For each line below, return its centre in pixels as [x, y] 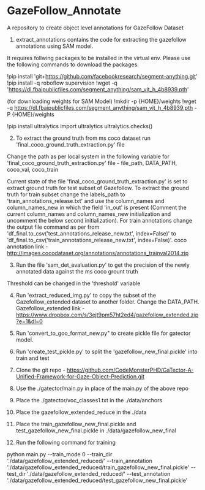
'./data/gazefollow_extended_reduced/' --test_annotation [99, 473]
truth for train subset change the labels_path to [66, 194]
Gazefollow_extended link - [50, 308]
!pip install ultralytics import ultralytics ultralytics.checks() [80, 126]
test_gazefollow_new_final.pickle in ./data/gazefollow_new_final [96, 431]
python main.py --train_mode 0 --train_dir [60, 454]
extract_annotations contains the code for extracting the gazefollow [101, 39]
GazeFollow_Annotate [64, 11]
